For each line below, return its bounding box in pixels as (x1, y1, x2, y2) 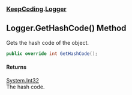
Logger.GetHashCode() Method (6, 23, 127, 33)
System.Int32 (6, 76, 39, 84)
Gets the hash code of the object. (6, 39, 89, 46)
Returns (6, 63, 27, 71)
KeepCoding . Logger (6, 5, 67, 13)
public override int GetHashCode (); (6, 50, 98, 57)
